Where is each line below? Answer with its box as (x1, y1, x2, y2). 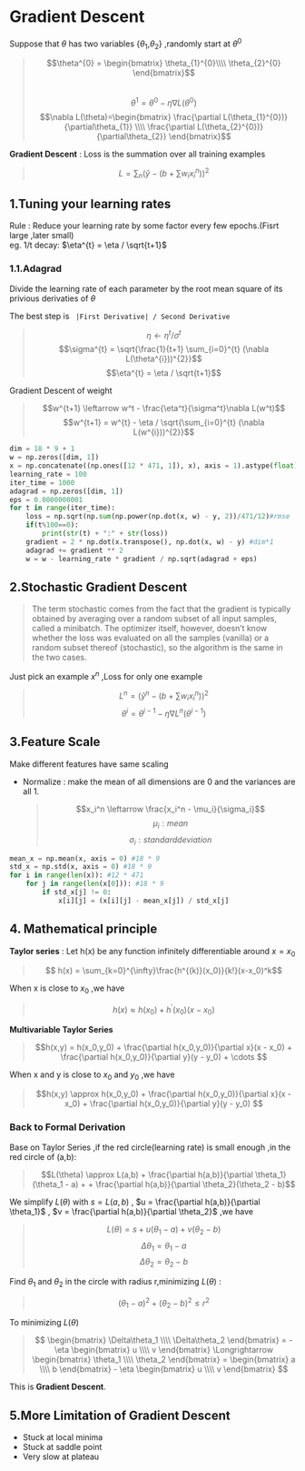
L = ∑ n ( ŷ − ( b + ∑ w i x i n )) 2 (118, 166, 210, 181)
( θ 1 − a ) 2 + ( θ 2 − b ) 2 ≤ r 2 (117, 1295, 211, 1311)
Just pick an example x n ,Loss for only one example (9, 670, 202, 681)
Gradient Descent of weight (9, 385, 113, 397)
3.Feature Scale (9, 734, 101, 750)
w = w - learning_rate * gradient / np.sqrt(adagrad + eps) (25, 554, 258, 563)
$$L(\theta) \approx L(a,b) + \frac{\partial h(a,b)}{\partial (40, 1169, 254, 1180)
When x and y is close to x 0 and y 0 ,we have (9, 1069, 175, 1082)
